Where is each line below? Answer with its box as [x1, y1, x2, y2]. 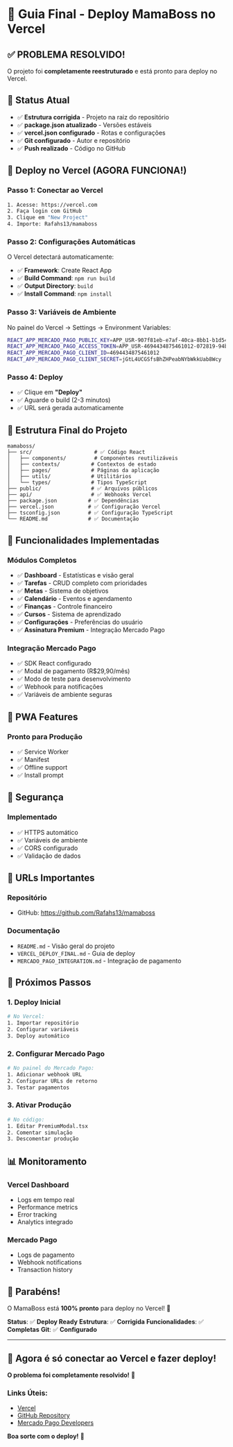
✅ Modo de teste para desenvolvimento [17, 675, 131, 683]
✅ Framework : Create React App [17, 266, 112, 275]
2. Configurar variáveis [7, 1026, 79, 1033]
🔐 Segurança [7, 791, 64, 804]
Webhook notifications [17, 1258, 82, 1267]
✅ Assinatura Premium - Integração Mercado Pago [17, 625, 165, 634]
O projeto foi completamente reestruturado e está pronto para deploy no [7, 67, 218, 75]
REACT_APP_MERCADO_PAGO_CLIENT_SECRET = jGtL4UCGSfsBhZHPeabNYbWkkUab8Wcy [7, 356, 222, 363]
